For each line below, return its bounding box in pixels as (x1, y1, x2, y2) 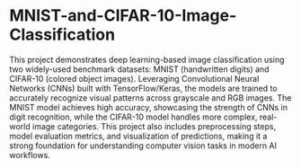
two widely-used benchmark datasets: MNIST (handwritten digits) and (9, 64, 270, 75)
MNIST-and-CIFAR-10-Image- (9, 5, 237, 26)
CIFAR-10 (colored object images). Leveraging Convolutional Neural (9, 73, 260, 84)
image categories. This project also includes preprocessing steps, (31, 120, 277, 131)
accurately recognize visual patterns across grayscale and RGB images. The (9, 92, 292, 103)
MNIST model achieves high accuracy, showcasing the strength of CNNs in (9, 102, 288, 112)
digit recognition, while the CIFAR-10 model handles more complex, (9, 111, 258, 122)
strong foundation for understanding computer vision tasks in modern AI (9, 140, 277, 151)
